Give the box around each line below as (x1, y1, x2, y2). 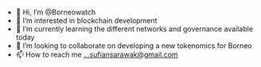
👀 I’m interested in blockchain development (15, 16, 158, 25)
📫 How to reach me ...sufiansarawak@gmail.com (15, 50, 178, 59)
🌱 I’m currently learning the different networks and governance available (15, 24, 253, 33)
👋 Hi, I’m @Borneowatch (15, 8, 96, 17)
